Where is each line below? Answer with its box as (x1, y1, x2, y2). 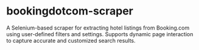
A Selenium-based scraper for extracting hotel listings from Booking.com (6, 24, 190, 31)
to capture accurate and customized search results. (6, 37, 136, 44)
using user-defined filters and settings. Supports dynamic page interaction (6, 30, 194, 37)
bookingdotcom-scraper (6, 4, 134, 18)
